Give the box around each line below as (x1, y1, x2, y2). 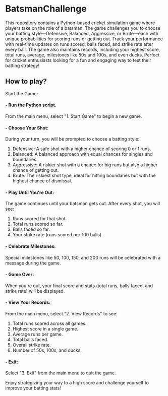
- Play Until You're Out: (5, 189, 54, 195)
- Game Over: (5, 272, 34, 278)
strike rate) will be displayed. (5, 288, 65, 294)
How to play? (5, 77, 47, 86)
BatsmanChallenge (5, 3, 87, 15)
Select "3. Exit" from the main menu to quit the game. (5, 370, 116, 376)
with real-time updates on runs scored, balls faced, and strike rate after (5, 41, 153, 47)
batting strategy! (5, 62, 40, 69)
